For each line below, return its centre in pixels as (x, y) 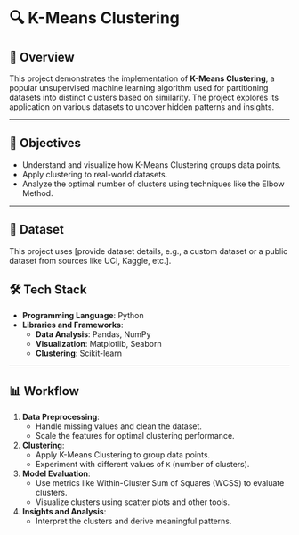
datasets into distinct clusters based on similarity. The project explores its (144, 97)
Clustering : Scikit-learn (79, 353)
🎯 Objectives (45, 143)
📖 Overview (42, 57)
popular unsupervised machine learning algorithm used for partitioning (139, 88)
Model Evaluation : (56, 473)
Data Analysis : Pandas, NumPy (93, 334)
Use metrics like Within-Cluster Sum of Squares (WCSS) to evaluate (160, 483)
